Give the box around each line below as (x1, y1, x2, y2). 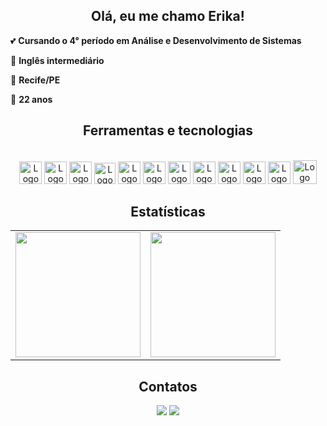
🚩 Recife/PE (10, 74, 61, 86)
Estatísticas (130, 204, 206, 221)
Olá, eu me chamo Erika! (91, 8, 245, 25)
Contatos (138, 378, 198, 395)
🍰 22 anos (10, 93, 53, 105)
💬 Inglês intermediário (10, 54, 105, 66)
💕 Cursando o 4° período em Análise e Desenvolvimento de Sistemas (10, 34, 302, 46)
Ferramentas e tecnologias (82, 122, 254, 139)
